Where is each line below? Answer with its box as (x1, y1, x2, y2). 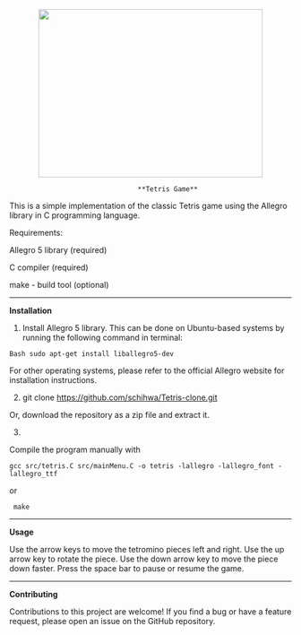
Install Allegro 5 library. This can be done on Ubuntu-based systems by (21, 323, 285, 333)
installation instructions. (9, 375, 98, 385)
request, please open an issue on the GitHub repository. (9, 616, 216, 626)
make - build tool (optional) (9, 280, 109, 290)
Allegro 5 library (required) (9, 245, 107, 255)
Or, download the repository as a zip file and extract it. (9, 410, 211, 420)
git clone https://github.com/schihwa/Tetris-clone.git (21, 392, 218, 403)
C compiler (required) (9, 262, 89, 273)
